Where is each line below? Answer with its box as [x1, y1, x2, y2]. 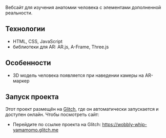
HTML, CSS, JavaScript [12, 38, 63, 44]
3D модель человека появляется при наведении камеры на [12, 72, 144, 78]
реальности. [5, 10, 33, 16]
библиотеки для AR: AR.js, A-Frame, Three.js [12, 44, 109, 50]
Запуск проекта [5, 92, 59, 102]
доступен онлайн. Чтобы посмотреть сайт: [5, 111, 99, 117]
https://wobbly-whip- [102, 122, 147, 128]
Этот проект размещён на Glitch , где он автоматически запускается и [5, 106, 159, 112]
